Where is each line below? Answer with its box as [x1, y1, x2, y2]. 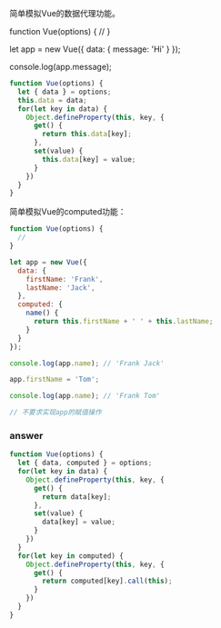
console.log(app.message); [9, 62, 112, 72]
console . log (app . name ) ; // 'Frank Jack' [9, 358, 166, 368]
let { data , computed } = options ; [17, 458, 153, 468]
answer [9, 429, 44, 442]
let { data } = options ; [17, 87, 112, 96]
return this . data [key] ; [42, 130, 132, 139]
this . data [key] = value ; [42, 155, 136, 164]
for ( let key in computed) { [17, 551, 125, 561]
